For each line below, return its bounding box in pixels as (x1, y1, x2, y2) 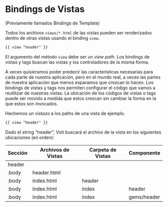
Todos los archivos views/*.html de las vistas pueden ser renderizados (5, 29, 152, 35)
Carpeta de (89, 146, 116, 153)
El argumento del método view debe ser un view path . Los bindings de (5, 53, 150, 59)
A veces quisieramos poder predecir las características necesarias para (5, 68, 153, 74)
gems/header (128, 193, 160, 200)
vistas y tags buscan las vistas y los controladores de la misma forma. (5, 59, 149, 65)
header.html (32, 169, 61, 176)
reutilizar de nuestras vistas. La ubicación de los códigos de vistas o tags (5, 90, 156, 96)
